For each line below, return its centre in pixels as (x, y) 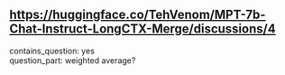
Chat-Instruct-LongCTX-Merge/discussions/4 (143, 29)
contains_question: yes (52, 51)
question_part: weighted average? (73, 60)
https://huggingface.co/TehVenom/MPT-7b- (138, 15)
